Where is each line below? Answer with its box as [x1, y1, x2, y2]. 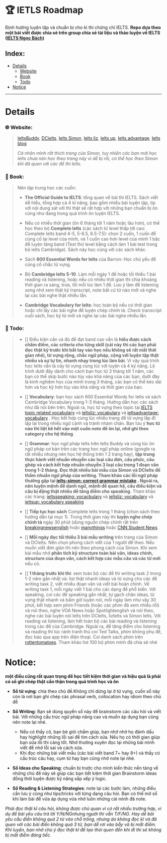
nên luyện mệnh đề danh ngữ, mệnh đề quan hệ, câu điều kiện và [24, 483, 162, 489]
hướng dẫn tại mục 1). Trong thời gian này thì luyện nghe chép [24, 514, 153, 520]
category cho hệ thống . [24, 431, 75, 437]
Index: [5, 49, 25, 58]
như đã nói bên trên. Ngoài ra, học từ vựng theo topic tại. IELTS [24, 404, 153, 410]
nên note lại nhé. [12, 719, 47, 725]
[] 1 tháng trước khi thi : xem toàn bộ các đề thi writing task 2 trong [24, 570, 162, 576]
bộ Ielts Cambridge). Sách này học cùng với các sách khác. [24, 246, 147, 253]
